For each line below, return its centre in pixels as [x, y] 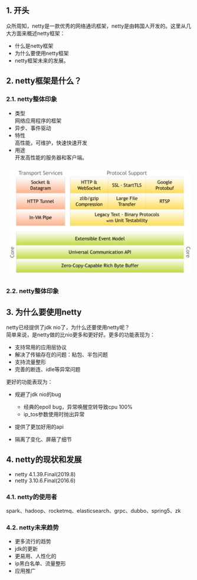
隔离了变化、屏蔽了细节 [43, 439]
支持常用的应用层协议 [40, 347]
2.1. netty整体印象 [32, 99]
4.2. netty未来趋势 [32, 528]
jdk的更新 [26, 549]
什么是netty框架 [34, 45]
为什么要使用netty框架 [42, 53]
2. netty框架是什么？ [44, 81]
